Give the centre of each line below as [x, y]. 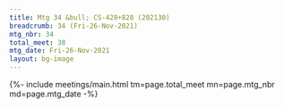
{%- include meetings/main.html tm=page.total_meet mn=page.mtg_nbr [142, 84]
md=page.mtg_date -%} [54, 94]
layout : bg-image [42, 59]
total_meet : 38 [38, 42]
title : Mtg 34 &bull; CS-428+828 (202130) [90, 17]
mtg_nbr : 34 [31, 34]
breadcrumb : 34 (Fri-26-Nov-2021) [74, 26]
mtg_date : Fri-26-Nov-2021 [60, 51]
